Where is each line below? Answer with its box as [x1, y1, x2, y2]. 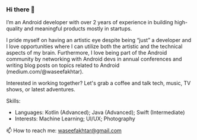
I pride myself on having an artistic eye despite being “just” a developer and [6, 37, 192, 44]
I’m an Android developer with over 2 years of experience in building [6, 19, 173, 26]
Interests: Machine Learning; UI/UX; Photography [14, 115, 135, 122]
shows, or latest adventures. [6, 86, 76, 93]
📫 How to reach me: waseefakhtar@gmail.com [6, 127, 122, 134]
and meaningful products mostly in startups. [24, 25, 132, 32]
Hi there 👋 [6, 5, 36, 14]
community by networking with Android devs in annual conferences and [6, 56, 182, 63]
